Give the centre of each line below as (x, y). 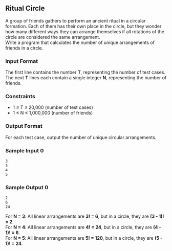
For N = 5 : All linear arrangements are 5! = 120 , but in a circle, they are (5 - (84, 238)
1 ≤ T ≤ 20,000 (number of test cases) (53, 107)
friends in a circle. (24, 48)
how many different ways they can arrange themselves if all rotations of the (85, 31)
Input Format (22, 61)
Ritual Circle (25, 8)
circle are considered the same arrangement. (53, 37)
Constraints (20, 97)
